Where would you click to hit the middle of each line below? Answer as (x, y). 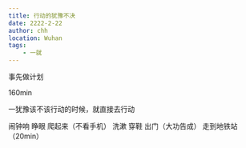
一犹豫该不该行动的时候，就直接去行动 (71, 109)
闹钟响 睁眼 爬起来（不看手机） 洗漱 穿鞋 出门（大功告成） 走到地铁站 (123, 126)
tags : (17, 46)
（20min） (26, 136)
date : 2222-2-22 (35, 23)
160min (20, 92)
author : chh (28, 30)
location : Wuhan (35, 38)
